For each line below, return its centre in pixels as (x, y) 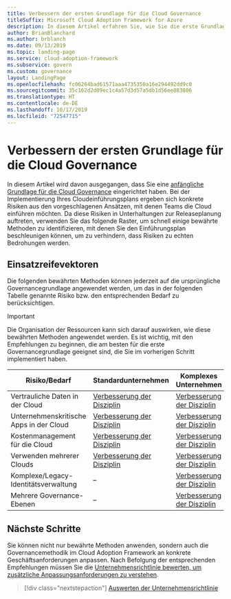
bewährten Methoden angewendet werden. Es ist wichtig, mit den (100, 337)
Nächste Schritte (44, 529)
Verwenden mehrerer (45, 456)
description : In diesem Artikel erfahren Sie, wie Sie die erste (102, 26)
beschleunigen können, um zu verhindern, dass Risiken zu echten (100, 235)
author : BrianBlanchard (41, 33)
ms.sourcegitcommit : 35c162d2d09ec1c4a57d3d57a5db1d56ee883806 (100, 90)
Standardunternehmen (131, 380)
